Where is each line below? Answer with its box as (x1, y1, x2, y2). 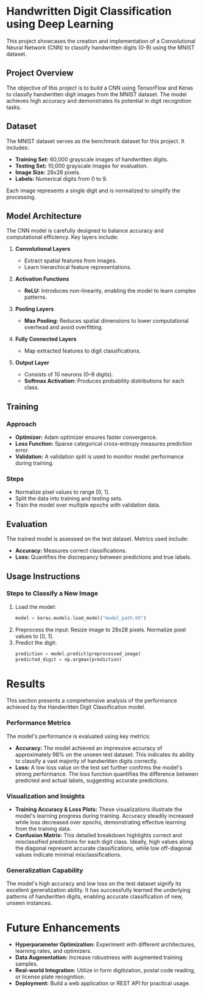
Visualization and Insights (6, 791, 85, 800)
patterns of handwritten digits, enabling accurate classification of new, (6, 893, 183, 900)
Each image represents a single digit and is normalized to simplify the (6, 187, 181, 194)
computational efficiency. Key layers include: (6, 233, 119, 241)
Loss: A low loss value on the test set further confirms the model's (15, 763, 183, 771)
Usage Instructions (6, 571, 80, 581)
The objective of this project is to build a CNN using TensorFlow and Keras (6, 84, 194, 91)
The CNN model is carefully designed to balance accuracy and (6, 227, 164, 234)
